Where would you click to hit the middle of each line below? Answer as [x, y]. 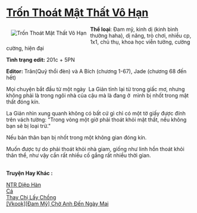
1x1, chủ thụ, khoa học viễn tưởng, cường [140, 42]
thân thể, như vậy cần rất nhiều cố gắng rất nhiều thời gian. [79, 155]
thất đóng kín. [23, 102]
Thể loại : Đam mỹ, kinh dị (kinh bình [134, 29]
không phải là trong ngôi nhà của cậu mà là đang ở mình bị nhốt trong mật [98, 95]
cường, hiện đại [25, 48]
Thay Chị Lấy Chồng [31, 197]
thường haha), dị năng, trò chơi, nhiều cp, [141, 35]
